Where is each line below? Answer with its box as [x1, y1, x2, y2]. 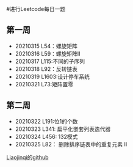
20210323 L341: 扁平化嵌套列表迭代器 [15, 125, 111, 133]
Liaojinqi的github [6, 154, 49, 161]
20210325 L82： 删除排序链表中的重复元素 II [15, 140, 128, 148]
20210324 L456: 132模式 [15, 133, 78, 140]
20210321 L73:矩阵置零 [15, 80, 74, 87]
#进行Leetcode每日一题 [6, 6, 66, 12]
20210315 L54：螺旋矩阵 [15, 42, 78, 50]
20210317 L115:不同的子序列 [15, 58, 85, 65]
